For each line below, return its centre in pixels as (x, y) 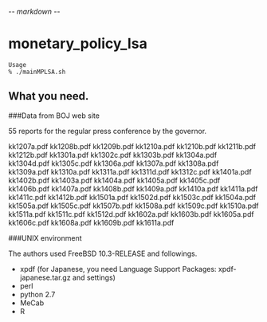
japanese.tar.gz (45, 277)
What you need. (49, 96)
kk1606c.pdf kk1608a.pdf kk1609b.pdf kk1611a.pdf (91, 222)
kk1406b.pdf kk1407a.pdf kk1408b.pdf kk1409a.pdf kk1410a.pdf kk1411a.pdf (133, 188)
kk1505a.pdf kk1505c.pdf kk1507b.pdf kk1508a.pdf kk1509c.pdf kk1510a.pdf (133, 206)
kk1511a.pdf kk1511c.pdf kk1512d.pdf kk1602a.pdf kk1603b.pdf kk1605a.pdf (131, 214)
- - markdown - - (34, 12)
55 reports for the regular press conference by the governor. (108, 131)
